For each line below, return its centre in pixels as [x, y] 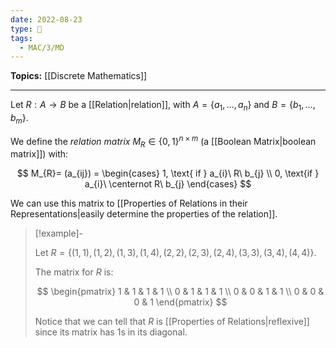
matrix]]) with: [39, 154]
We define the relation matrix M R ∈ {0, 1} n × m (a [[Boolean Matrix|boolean [163, 141]
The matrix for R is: [74, 272]
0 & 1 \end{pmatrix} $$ [180, 302]
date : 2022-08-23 [46, 19]
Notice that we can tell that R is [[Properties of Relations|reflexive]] [172, 322]
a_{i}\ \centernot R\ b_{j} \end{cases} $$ [168, 184]
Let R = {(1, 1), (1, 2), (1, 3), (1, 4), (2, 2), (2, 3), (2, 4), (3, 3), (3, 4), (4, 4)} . [175, 253]
